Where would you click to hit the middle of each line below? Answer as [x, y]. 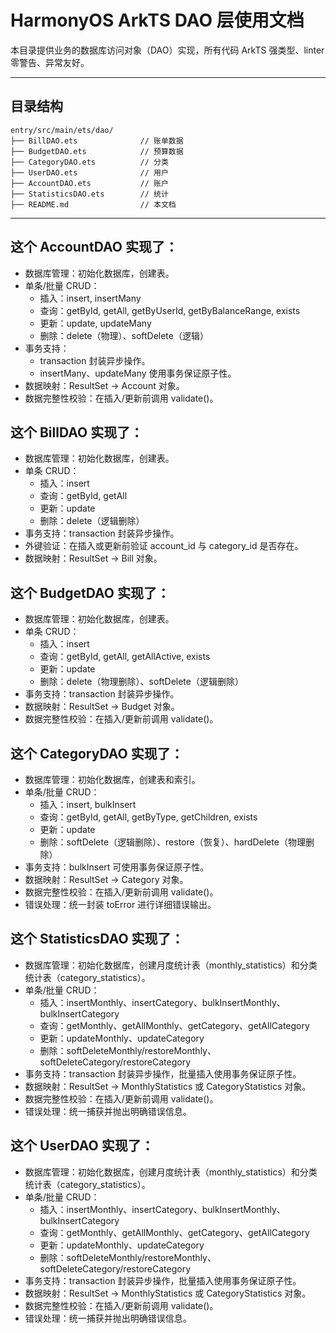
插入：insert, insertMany [90, 298]
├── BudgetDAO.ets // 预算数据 [97, 151]
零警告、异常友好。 [50, 62]
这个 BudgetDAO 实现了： [90, 592]
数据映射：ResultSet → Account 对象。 [104, 385]
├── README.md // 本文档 [93, 204]
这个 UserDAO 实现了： [82, 1146]
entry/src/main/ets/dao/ [62, 130]
